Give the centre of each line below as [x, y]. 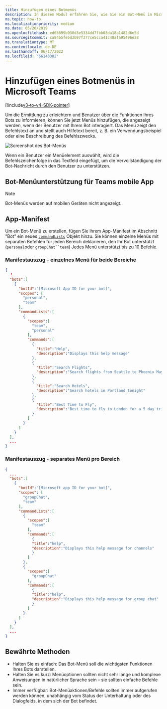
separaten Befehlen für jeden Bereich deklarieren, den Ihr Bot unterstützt [80, 241]
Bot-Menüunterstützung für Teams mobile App [80, 182]
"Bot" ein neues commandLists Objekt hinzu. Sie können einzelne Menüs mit [82, 236]
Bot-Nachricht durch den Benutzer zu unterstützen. [58, 166]
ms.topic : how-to [23, 19]
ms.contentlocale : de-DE [31, 47]
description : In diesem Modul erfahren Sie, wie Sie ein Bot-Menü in [79, 14]
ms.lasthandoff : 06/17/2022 [34, 51]
